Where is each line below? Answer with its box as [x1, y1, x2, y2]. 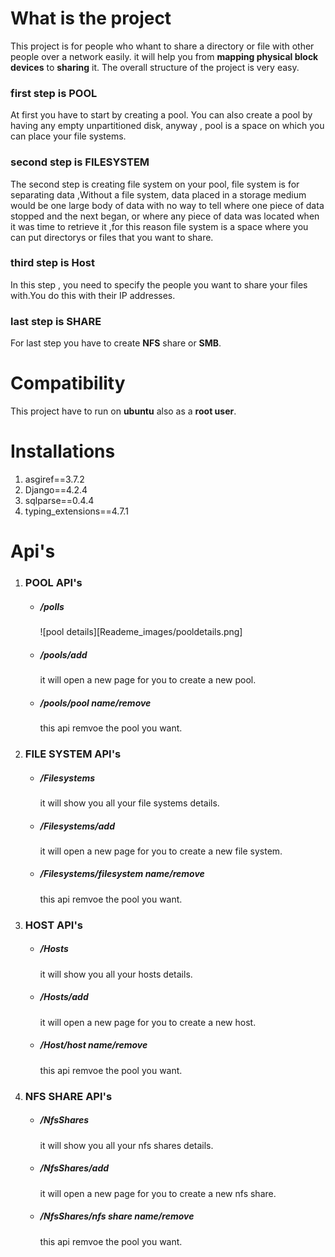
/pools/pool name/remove [39, 697, 152, 709]
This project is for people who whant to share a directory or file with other [10, 40, 315, 52]
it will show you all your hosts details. [39, 968, 193, 980]
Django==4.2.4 [24, 484, 88, 496]
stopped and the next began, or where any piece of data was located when [10, 210, 320, 222]
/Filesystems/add [39, 820, 115, 832]
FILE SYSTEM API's [24, 747, 122, 761]
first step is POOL [10, 86, 98, 100]
